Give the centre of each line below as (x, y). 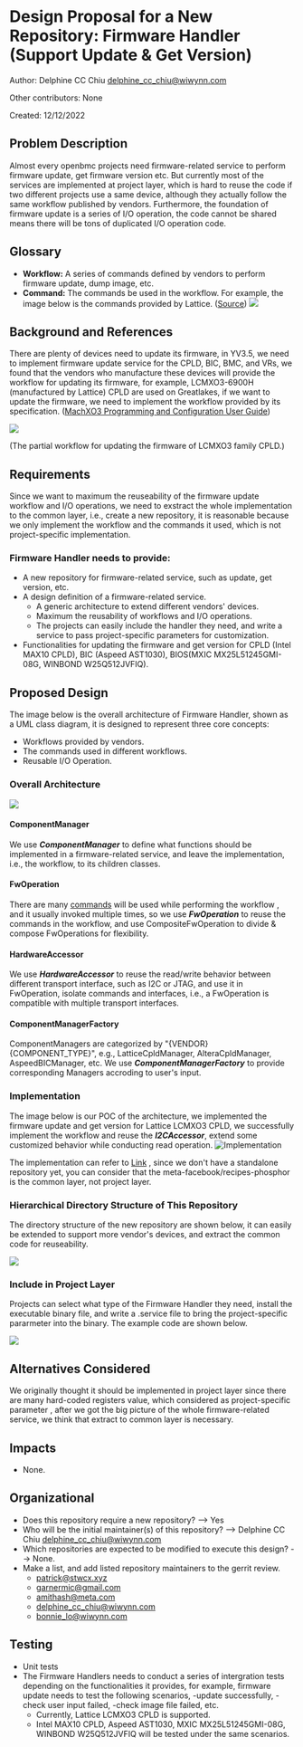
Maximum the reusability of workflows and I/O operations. (144, 616)
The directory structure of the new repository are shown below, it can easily (151, 1225)
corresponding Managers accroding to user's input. (105, 1073)
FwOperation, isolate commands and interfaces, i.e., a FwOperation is (139, 994)
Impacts (33, 1448)
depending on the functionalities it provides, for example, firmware (147, 1685)
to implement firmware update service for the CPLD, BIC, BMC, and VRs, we (151, 363)
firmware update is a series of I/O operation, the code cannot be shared (143, 214)
